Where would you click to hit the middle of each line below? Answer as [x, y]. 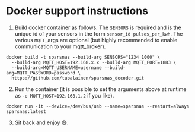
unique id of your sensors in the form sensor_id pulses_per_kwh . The [99, 33]
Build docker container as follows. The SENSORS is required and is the [98, 27]
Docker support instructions [77, 11]
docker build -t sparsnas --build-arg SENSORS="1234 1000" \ [83, 57]
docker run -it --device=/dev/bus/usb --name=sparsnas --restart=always [98, 106]
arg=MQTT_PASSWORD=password [41, 73]
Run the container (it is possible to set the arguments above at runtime [100, 89]
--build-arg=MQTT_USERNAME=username [57, 67]
